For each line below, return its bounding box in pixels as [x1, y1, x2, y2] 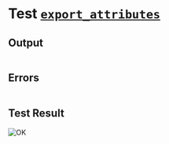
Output [8, 36, 43, 50]
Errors [8, 72, 39, 85]
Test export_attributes [8, 5, 161, 23]
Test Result [8, 107, 64, 120]
